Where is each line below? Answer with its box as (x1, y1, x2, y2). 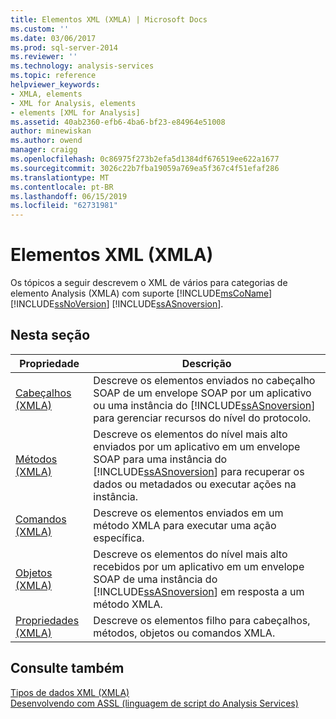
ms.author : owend (10, 136, 83, 146)
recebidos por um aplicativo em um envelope (93, 559, 305, 573)
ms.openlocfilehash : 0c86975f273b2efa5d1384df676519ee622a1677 (10, 154, 280, 164)
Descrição (181, 356, 232, 370)
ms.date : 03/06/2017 (10, 33, 97, 43)
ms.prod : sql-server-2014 (10, 42, 118, 53)
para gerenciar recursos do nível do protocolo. (93, 411, 312, 425)
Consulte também (10, 660, 125, 677)
